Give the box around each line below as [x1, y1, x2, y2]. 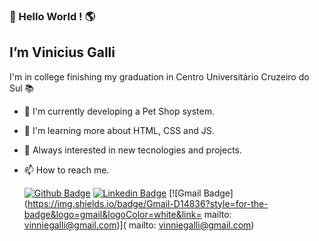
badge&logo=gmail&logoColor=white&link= [23, 208, 202, 220]
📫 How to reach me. [23, 164, 110, 176]
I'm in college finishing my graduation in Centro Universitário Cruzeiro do [9, 70, 310, 83]
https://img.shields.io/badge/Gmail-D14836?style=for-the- [27, 197, 269, 209]
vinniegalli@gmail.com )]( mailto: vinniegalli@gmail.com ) [23, 219, 255, 231]
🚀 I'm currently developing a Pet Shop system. [23, 105, 215, 117]
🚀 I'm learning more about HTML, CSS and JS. [23, 124, 215, 136]
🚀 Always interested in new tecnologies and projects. [23, 144, 243, 156]
